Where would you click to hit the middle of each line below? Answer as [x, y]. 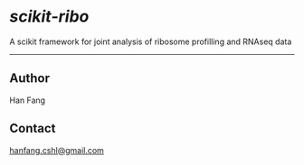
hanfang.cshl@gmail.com [57, 150]
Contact [33, 128]
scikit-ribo [49, 17]
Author [29, 78]
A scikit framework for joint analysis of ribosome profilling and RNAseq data [151, 41]
